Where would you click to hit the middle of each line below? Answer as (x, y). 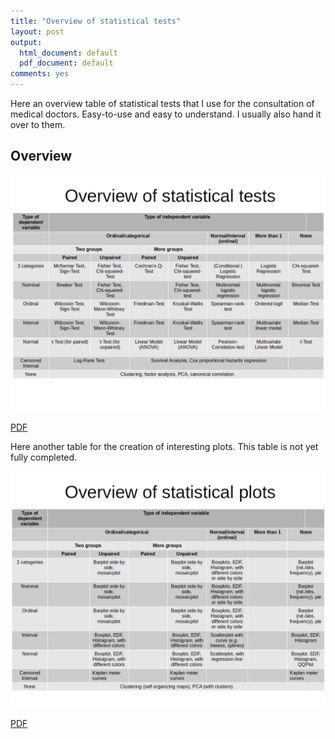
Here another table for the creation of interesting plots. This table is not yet (164, 446)
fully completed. (44, 457)
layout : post (37, 31)
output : (26, 42)
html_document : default (68, 53)
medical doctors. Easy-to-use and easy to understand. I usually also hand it (166, 114)
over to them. (38, 124)
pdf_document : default (66, 63)
